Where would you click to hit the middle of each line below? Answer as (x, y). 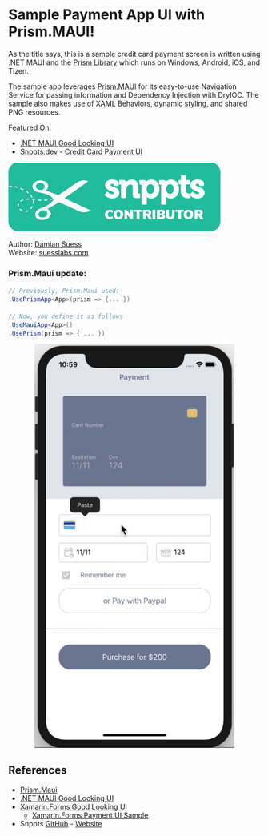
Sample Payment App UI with (107, 15)
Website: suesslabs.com (48, 252)
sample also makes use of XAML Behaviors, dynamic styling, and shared (128, 103)
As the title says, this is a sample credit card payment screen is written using (134, 54)
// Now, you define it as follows (66, 316)
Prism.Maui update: (47, 273)
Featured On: (30, 127)
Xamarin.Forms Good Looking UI (74, 806)
